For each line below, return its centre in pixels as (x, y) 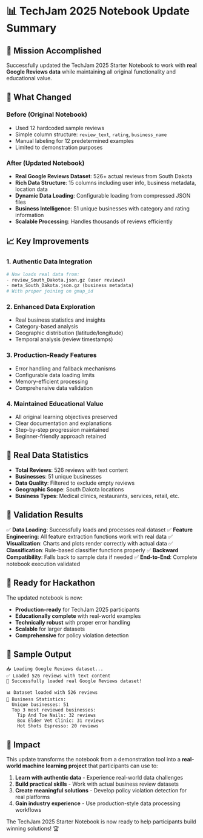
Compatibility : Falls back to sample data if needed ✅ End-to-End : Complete (102, 557)
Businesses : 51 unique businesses (58, 476)
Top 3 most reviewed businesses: (54, 710)
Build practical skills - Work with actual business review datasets (97, 784)
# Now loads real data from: (43, 274)
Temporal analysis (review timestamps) (64, 339)
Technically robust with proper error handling (72, 622)
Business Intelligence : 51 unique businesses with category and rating (102, 208)
